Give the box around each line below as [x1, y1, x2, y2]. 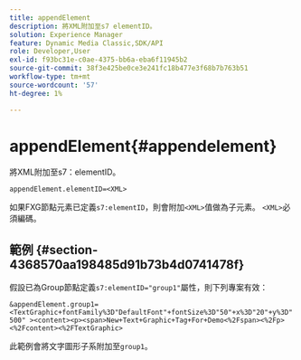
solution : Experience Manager [9, 30, 124, 39]
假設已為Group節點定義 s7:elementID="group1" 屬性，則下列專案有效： [9, 282, 268, 293]
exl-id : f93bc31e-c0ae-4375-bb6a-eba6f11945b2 [9, 55, 188, 64]
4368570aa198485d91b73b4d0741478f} [9, 257, 245, 272]
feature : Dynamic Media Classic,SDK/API [9, 38, 165, 48]
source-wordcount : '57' [9, 81, 99, 90]
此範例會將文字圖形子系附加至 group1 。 [9, 341, 153, 352]
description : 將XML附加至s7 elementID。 [9, 22, 156, 31]
